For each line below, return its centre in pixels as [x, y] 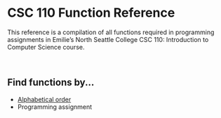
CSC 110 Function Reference [91, 13]
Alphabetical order [44, 99]
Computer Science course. [46, 47]
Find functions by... [51, 83]
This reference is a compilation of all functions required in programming [111, 32]
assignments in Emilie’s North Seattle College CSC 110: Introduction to [108, 39]
